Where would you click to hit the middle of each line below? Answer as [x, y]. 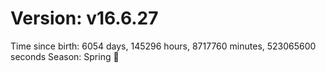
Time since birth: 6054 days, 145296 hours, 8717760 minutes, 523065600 [163, 46]
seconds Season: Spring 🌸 [65, 56]
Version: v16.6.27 [84, 18]
